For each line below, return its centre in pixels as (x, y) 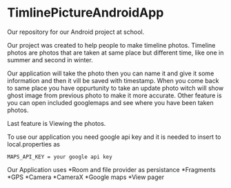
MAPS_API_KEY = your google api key (60, 157)
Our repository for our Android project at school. (76, 32)
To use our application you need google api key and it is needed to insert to (114, 137)
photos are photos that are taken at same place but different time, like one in (115, 53)
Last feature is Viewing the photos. (57, 123)
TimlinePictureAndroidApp (86, 13)
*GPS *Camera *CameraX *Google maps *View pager (86, 177)
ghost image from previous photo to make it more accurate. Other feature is (114, 95)
